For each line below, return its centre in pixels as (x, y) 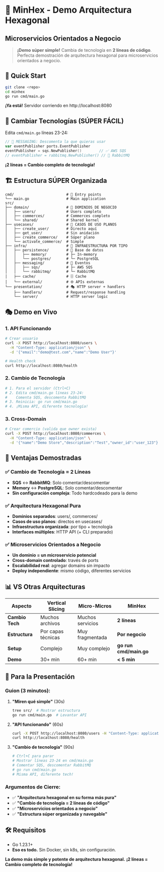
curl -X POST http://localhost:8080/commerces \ (55, 434)
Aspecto (21, 606)
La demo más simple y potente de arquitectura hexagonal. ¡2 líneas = (76, 859)
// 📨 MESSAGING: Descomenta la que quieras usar (55, 142)
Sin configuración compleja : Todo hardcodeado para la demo (75, 493)
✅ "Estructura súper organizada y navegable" (60, 814)
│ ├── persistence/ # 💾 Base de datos (54, 250)
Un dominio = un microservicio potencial (54, 555)
